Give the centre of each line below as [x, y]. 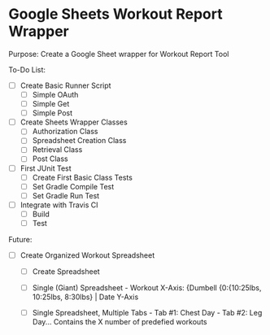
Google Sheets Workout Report [115, 14]
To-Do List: [27, 69]
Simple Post [52, 113]
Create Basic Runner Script [65, 85]
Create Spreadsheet [66, 272]
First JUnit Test [46, 168]
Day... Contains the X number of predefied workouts [120, 322]
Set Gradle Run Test [66, 195]
